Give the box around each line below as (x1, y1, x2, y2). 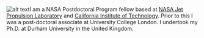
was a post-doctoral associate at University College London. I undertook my (6, 19, 198, 25)
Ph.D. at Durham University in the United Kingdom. (6, 25, 134, 32)
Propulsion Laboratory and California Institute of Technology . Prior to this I (6, 12, 194, 19)
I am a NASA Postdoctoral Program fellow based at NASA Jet (29, 6, 183, 13)
